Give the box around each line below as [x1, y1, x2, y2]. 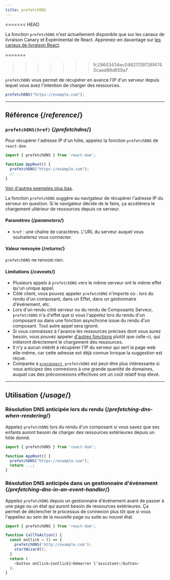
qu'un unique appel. [12, 285, 55, 292]
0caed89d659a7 [93, 67, 128, 73]
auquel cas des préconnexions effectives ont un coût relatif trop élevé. [12, 371, 160, 378]
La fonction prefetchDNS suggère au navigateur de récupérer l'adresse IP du [5, 195, 163, 201]
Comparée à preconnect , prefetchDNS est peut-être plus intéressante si [12, 360, 160, 367]
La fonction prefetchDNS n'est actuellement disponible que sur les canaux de [5, 31, 165, 37]
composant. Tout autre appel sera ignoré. [12, 323, 99, 329]
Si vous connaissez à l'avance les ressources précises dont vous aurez [12, 328, 161, 335]
